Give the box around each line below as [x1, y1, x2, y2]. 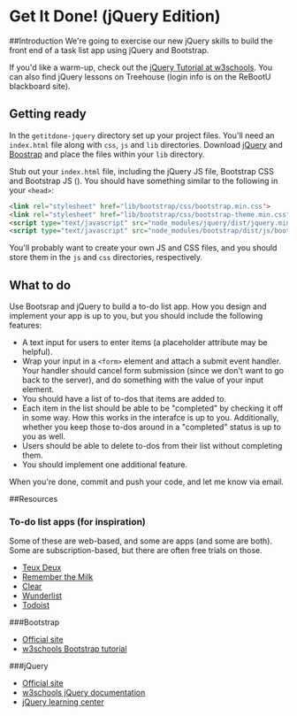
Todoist [21, 600, 50, 611]
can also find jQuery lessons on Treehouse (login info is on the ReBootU [9, 71, 271, 81]
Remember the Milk [21, 572, 94, 582]
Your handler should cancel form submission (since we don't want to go [21, 366, 285, 376]
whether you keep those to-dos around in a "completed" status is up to [21, 422, 281, 433]
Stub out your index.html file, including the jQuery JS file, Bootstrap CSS [9, 166, 274, 176]
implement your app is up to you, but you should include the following [9, 311, 263, 321]
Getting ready [9, 106, 87, 121]
